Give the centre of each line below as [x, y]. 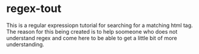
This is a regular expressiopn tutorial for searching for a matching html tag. [99, 25]
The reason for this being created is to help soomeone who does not [92, 31]
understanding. [25, 44]
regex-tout [34, 9]
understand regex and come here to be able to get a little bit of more [92, 38]
